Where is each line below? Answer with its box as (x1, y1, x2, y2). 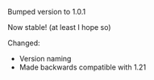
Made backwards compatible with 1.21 (19, 62, 147, 72)
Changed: (7, 38, 40, 48)
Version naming (19, 54, 72, 63)
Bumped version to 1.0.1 (7, 7, 86, 16)
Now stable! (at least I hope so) (7, 23, 111, 32)
